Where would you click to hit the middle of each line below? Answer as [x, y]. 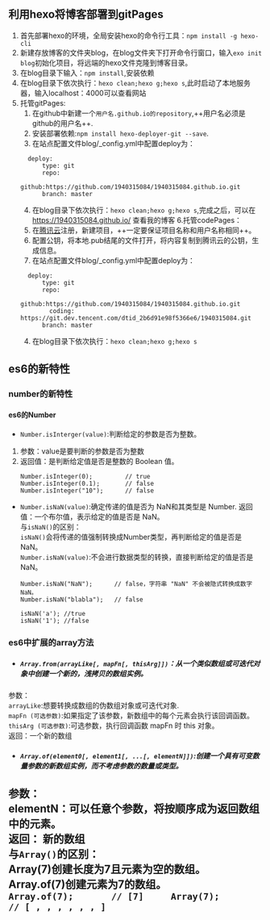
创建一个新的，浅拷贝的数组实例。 [91, 673]
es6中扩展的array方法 [51, 642]
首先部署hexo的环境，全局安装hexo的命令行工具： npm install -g [129, 36]
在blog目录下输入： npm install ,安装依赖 [87, 73]
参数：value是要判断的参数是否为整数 [82, 451]
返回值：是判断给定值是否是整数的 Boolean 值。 [99, 462]
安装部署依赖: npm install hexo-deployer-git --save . [120, 133]
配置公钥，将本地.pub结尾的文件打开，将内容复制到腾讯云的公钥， [142, 240]
